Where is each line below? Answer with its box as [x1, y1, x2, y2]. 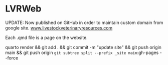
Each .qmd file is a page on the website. [5, 34, 88, 40]
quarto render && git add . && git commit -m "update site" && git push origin [5, 44, 162, 50]
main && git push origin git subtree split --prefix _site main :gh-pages [5, 49, 159, 55]
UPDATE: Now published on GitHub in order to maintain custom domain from [5, 19, 163, 25]
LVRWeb [5, 3, 42, 14]
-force [5, 54, 19, 60]
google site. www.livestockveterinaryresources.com [5, 24, 113, 30]
